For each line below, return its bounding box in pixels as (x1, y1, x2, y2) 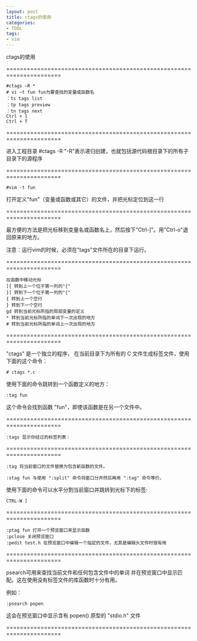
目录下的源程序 (6, 155, 43, 162)
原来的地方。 (11, 234, 43, 240)
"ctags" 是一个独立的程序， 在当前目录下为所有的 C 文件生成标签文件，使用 (6, 350, 190, 357)
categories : (6, 20, 35, 26)
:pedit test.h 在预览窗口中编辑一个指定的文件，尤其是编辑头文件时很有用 (6, 540, 167, 546)
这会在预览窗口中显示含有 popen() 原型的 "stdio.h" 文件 (6, 612, 141, 619)
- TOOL (6, 25, 22, 31)
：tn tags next (6, 108, 43, 114)
